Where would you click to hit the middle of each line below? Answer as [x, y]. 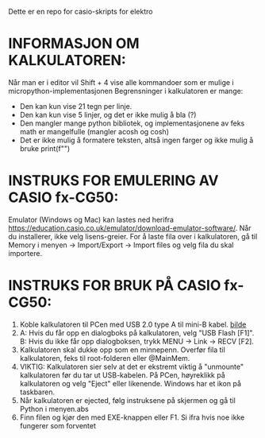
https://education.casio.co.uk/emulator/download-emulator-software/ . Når [130, 228]
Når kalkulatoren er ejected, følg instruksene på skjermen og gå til [127, 400]
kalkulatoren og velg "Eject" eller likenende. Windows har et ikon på [131, 383]
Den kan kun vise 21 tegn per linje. [76, 106]
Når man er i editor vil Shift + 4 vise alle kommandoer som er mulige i [121, 82]
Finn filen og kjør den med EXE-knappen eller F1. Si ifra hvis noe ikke [132, 417]
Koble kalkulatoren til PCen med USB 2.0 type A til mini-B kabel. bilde [133, 324]
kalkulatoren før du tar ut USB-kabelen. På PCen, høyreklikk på [123, 375]
